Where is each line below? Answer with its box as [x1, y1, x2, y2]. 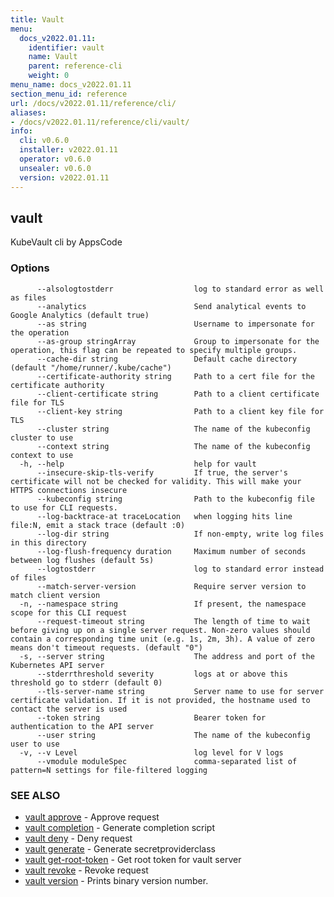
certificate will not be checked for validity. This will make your [10, 476, 302, 486]
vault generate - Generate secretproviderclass [24, 842, 216, 855]
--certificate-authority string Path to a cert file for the [36, 371, 315, 381]
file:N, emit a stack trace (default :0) [10, 520, 186, 530]
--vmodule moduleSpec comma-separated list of [36, 756, 298, 766]
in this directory [10, 537, 87, 548]
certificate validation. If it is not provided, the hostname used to [10, 695, 311, 705]
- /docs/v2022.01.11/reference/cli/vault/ [10, 117, 190, 127]
